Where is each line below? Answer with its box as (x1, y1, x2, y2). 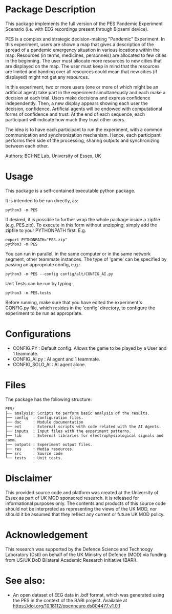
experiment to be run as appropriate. (5, 310, 83, 316)
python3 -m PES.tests (5, 290, 52, 295)
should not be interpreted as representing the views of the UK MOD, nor (5, 505, 157, 512)
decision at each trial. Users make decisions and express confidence (5, 95, 150, 101)
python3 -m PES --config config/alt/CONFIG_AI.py (5, 271, 114, 277)
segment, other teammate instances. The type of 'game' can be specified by (5, 256, 167, 262)
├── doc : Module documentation (5, 419, 83, 425)
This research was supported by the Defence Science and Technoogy (5, 546, 153, 552)
